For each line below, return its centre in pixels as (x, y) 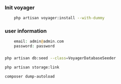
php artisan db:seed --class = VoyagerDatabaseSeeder (60, 58)
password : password (34, 46)
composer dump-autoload (30, 76)
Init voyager (20, 8)
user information (26, 31)
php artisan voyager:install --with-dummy (59, 18)
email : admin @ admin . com (39, 41)
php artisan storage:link (32, 67)
